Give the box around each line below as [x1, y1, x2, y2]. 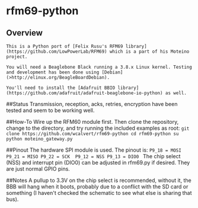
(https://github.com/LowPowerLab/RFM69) [6, 49, 108, 55]
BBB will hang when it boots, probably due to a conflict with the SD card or [6, 183, 189, 190]
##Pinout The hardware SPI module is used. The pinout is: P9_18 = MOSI [6, 146, 182, 153]
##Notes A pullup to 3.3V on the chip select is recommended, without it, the [6, 177, 191, 184]
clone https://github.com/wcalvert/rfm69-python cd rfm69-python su [6, 131, 179, 137]
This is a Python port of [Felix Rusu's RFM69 [6, 43, 123, 49]
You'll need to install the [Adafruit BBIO [6, 85, 116, 91]
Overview [6, 28, 43, 38]
